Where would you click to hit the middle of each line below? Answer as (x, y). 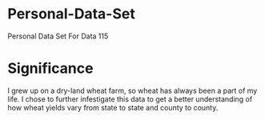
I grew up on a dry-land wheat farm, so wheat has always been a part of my (132, 90)
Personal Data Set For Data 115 (58, 36)
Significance (50, 68)
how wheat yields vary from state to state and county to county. (113, 107)
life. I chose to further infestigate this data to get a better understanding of (130, 99)
